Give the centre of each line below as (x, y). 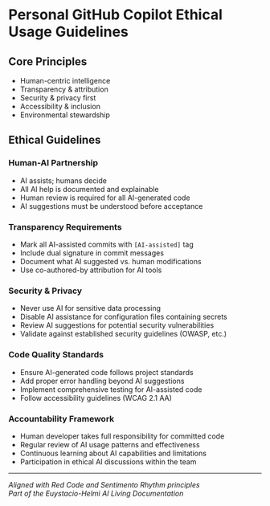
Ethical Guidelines (55, 140)
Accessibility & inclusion (60, 106)
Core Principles (48, 61)
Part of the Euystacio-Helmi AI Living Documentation (96, 493)
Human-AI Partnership (53, 163)
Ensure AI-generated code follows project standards (107, 372)
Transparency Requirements (65, 226)
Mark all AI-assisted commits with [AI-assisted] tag (107, 244)
